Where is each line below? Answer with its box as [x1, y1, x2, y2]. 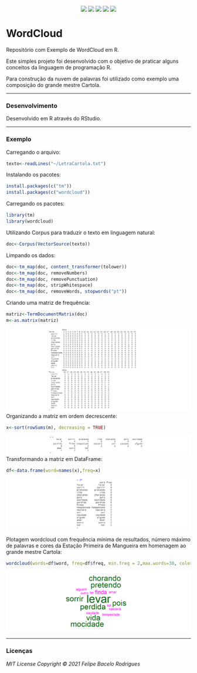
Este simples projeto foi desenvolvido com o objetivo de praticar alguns [6, 58, 179, 65]
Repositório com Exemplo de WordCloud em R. [6, 46, 119, 53]
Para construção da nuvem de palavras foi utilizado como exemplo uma [6, 75, 179, 82]
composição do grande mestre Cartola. [6, 81, 101, 88]
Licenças [6, 647, 33, 655]
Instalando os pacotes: [6, 171, 62, 179]
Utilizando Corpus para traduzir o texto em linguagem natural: [6, 229, 155, 236]
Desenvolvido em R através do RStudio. [6, 115, 101, 122]
